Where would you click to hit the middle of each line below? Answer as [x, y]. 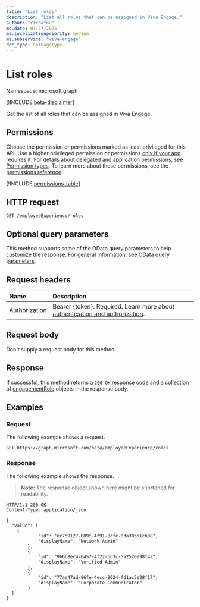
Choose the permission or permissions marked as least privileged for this [96, 147]
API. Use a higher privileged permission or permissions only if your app [93, 153]
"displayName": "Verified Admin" [79, 562]
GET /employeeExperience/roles [45, 216]
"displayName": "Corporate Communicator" [90, 583]
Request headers [39, 280]
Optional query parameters [57, 234]
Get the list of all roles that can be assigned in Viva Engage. [79, 114]
